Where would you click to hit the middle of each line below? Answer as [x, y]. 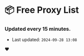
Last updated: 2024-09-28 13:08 [44, 40]
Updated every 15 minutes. [38, 29]
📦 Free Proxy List [42, 10]
